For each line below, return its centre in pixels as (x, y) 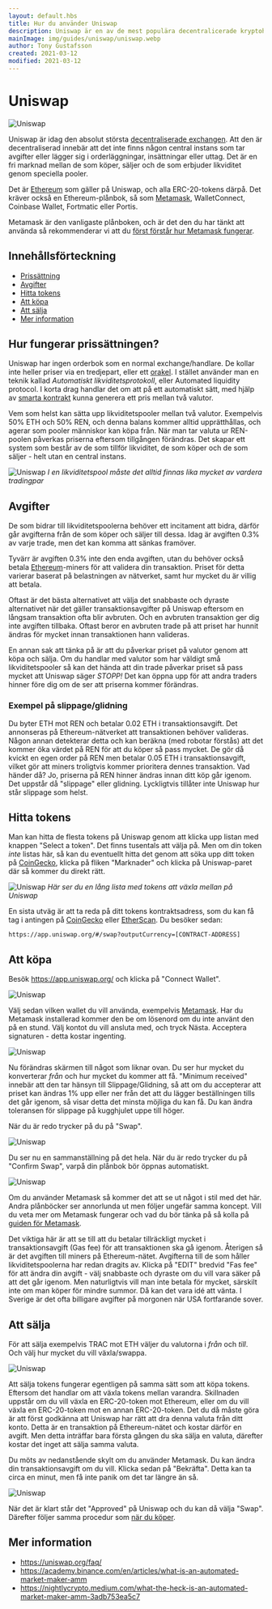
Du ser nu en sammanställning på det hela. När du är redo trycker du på (128, 1157)
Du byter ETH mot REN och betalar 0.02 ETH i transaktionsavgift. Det (123, 723)
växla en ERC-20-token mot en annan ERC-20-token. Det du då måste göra (134, 1410)
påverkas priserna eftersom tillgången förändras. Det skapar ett (139, 439)
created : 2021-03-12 (43, 53)
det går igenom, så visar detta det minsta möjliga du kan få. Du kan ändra (131, 1102)
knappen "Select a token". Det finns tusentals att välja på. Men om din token (135, 846)
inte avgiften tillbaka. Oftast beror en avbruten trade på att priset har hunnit (134, 626)
